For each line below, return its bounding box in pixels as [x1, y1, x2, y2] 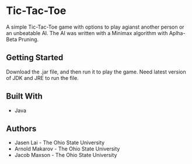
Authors [6, 124, 37, 134]
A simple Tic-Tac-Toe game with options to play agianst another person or [6, 23, 185, 30]
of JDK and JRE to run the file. [6, 74, 79, 81]
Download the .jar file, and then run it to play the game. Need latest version [6, 68, 186, 75]
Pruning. [18, 36, 39, 43]
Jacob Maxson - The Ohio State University [14, 152, 117, 159]
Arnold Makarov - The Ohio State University [14, 145, 120, 152]
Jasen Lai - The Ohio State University [14, 139, 105, 146]
